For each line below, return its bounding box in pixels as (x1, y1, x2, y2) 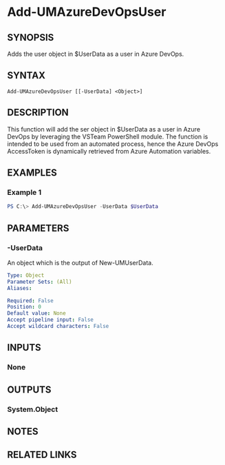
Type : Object (7, 271, 45, 279)
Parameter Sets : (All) (7, 278, 72, 285)
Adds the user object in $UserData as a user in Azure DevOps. (7, 50, 184, 58)
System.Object (7, 404, 58, 414)
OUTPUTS (7, 384, 52, 395)
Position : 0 (7, 304, 41, 311)
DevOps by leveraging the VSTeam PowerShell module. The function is (7, 132, 208, 141)
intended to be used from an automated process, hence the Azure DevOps (7, 139, 219, 148)
